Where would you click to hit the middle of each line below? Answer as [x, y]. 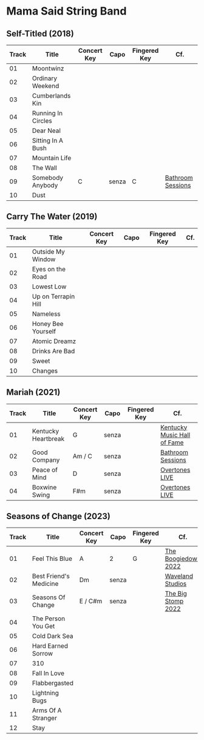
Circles [42, 121]
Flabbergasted [53, 683]
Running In [47, 113]
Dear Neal [46, 131]
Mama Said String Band [66, 11]
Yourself [44, 331]
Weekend [46, 86]
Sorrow [43, 654]
